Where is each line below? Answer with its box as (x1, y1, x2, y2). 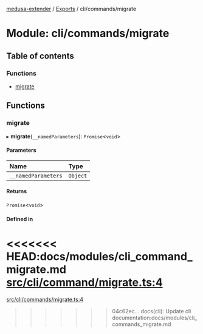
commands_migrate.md (112, 320, 171, 328)
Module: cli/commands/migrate (6, 27, 170, 40)
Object (68, 172, 88, 179)
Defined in (6, 215, 33, 222)
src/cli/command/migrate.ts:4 (6, 275, 163, 289)
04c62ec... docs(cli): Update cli (112, 307, 191, 314)
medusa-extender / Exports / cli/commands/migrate (6, 5, 137, 12)
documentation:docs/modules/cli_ (112, 314, 198, 321)
